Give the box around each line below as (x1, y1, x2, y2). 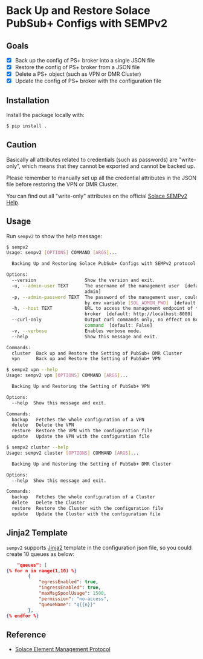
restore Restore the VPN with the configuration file (11, 428, 153, 434)
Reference (6, 629, 47, 640)
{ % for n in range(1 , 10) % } (6, 567, 77, 574)
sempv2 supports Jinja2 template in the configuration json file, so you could (6, 544, 192, 551)
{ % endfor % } (6, 613, 39, 619)
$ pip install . (6, 123, 47, 129)
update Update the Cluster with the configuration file (11, 510, 161, 517)
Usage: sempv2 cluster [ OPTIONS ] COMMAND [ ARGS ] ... (6, 450, 139, 456)
